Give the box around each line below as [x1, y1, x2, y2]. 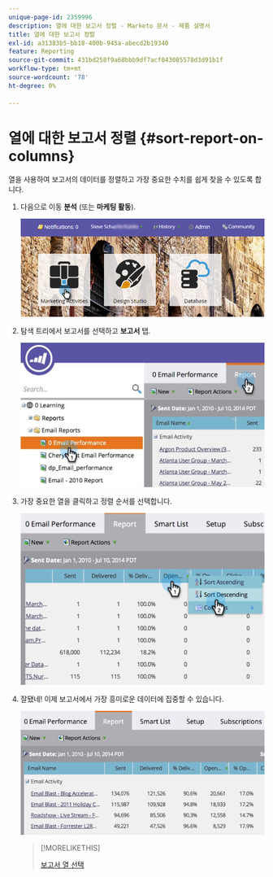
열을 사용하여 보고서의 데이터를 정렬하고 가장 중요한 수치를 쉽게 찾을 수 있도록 [8, 175, 253, 185]
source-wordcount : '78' [8, 73, 89, 81]
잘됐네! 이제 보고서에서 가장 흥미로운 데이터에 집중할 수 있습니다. [19, 694, 224, 704]
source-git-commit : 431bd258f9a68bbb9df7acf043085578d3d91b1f [8, 56, 223, 64]
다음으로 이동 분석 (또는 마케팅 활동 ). [19, 202, 136, 212]
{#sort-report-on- [139, 129, 264, 147]
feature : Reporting [8, 47, 75, 56]
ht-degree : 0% [8, 81, 57, 89]
